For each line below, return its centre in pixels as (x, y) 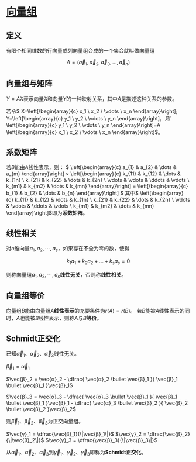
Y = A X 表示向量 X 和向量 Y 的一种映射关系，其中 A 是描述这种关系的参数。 (92, 99)
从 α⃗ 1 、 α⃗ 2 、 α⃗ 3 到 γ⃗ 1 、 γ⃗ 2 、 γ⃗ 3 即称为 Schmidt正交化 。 (76, 453)
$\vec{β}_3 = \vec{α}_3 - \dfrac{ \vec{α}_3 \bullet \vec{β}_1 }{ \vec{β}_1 (92, 397)
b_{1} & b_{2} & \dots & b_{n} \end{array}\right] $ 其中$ (73, 193)
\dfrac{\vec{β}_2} (169, 434)
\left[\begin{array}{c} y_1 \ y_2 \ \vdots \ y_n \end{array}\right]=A (83, 125)
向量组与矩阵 (29, 83)
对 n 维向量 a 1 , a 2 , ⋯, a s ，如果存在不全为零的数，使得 (68, 249)
